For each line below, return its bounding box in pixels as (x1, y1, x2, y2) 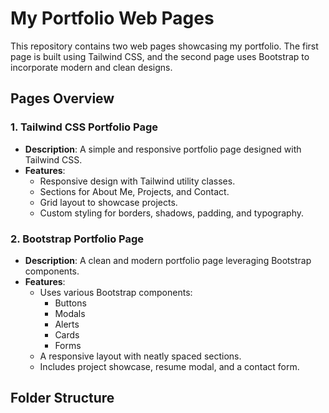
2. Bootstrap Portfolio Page (10, 232, 145, 246)
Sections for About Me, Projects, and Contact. (39, 185, 230, 197)
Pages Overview (10, 90, 115, 107)
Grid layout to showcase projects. (39, 196, 178, 208)
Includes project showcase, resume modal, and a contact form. (39, 360, 300, 372)
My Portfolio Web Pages (10, 7, 215, 30)
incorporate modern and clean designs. (10, 61, 173, 73)
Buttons (54, 297, 87, 309)
